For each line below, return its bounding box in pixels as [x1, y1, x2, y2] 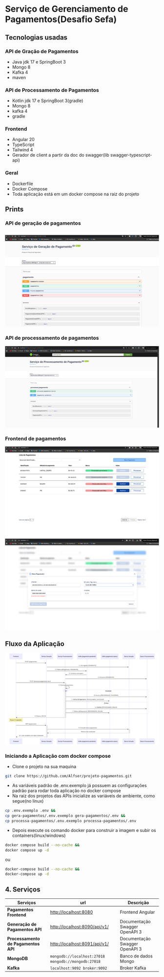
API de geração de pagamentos [5, 220, 82, 227]
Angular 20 [12, 137, 35, 143]
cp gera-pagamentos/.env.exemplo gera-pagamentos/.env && [5, 813, 125, 818]
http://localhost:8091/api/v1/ [50, 941, 109, 947]
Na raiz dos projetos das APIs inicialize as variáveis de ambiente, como [12, 793, 155, 799]
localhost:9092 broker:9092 [50, 966, 107, 971]
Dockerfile [12, 181, 33, 187]
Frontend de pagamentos [5, 435, 66, 442]
